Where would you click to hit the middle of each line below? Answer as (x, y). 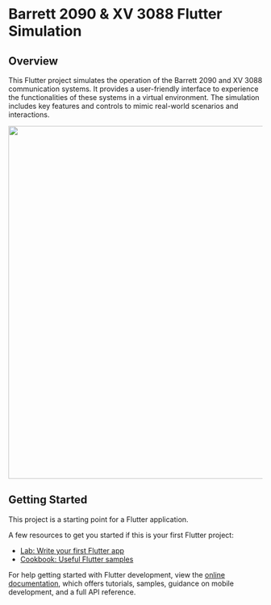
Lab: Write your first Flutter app (72, 550)
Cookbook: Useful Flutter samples (77, 559)
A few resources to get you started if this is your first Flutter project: (121, 535)
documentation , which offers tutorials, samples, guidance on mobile (121, 583)
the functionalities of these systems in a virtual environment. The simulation (134, 97)
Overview (33, 61)
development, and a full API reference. (72, 592)
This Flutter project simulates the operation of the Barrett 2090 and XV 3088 (135, 80)
